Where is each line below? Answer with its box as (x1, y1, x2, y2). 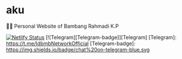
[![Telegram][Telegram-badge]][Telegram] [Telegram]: (45, 34, 177, 40)
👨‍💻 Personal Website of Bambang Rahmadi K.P (6, 23, 119, 30)
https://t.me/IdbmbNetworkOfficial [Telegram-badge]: (6, 40, 136, 47)
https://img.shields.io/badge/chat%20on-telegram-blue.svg (6, 46, 150, 53)
